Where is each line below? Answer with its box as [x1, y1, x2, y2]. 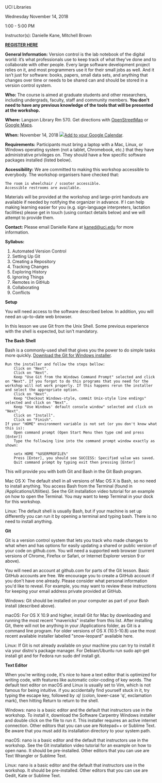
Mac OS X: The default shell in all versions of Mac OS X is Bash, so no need [5, 478, 156, 484]
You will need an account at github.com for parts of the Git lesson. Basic [5, 568, 149, 573]
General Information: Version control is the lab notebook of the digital [5, 51, 145, 57]
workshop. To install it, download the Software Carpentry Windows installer [5, 712, 156, 718]
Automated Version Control [12, 248, 66, 254]
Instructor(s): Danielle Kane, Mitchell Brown [5, 33, 92, 38]
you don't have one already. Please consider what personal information [5, 578, 147, 584]
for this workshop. [5, 499, 42, 504]
